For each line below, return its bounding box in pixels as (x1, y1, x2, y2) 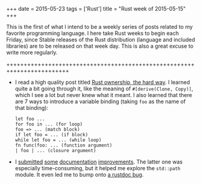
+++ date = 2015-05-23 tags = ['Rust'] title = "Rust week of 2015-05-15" (6, 5, 186, 12)
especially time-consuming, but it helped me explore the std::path (14, 165, 181, 171)
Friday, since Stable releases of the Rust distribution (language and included (6, 36, 196, 43)
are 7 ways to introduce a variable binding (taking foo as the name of (14, 98, 186, 105)
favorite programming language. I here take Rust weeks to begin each (6, 30, 179, 37)
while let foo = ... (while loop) (14, 137, 102, 143)
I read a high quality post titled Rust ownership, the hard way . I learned (14, 78, 190, 86)
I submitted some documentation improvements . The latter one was (14, 158, 183, 165)
